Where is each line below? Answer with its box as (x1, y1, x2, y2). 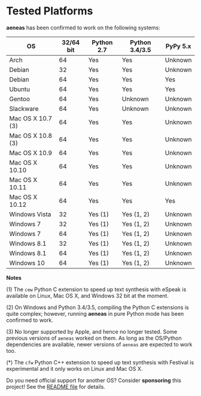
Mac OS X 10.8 (9, 131, 53, 140)
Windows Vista (9, 210, 51, 218)
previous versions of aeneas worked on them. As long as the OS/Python (6, 334, 182, 341)
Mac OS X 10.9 (9, 149, 53, 157)
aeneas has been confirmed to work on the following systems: (6, 24, 160, 31)
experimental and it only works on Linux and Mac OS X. (6, 365, 143, 372)
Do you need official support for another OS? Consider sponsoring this (6, 376, 181, 384)
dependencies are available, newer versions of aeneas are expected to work (6, 340, 193, 348)
